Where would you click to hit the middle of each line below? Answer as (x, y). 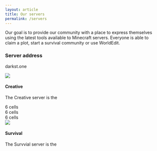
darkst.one (16, 66)
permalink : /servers (26, 19)
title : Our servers (25, 14)
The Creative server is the (31, 97)
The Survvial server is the (31, 144)
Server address (24, 56)
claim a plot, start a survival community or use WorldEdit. (63, 43)
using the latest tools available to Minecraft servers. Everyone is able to (77, 38)
